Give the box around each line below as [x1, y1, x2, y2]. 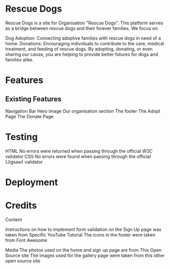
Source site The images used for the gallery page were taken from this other [5, 252, 165, 258]
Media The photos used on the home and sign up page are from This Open [5, 247, 162, 253]
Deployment [5, 177, 58, 188]
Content [5, 217, 22, 222]
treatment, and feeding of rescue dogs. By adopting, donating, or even [5, 46, 153, 52]
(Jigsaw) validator [5, 158, 43, 165]
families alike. [5, 56, 34, 62]
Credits [5, 200, 37, 211]
